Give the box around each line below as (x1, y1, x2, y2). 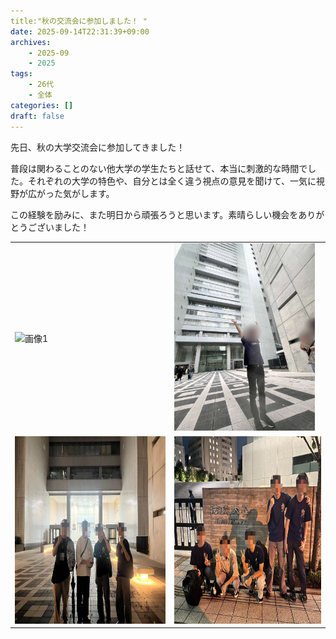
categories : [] (10, 100, 74, 110)
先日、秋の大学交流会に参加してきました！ (10, 141, 186, 153)
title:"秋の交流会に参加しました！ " (10, 16, 148, 26)
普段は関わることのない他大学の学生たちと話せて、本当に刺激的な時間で (10, 162, 308, 174)
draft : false (10, 111, 65, 121)
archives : (10, 37, 52, 47)
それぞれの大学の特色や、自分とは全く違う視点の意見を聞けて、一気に (27, 175, 317, 187)
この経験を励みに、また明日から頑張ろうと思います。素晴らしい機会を (10, 208, 299, 220)
